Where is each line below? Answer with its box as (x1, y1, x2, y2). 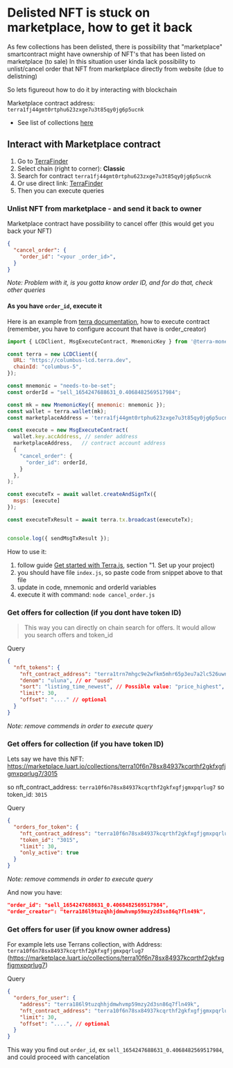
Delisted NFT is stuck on (7, 5, 150, 21)
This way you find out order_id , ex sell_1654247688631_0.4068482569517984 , (7, 1046, 224, 1054)
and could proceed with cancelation (7, 1053, 110, 1062)
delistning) (7, 71, 38, 80)
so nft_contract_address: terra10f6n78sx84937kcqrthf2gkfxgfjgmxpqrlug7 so (7, 783, 225, 791)
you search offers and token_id (24, 630, 113, 639)
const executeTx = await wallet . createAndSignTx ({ (7, 491, 157, 498)
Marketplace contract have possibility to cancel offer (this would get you (7, 220, 214, 228)
